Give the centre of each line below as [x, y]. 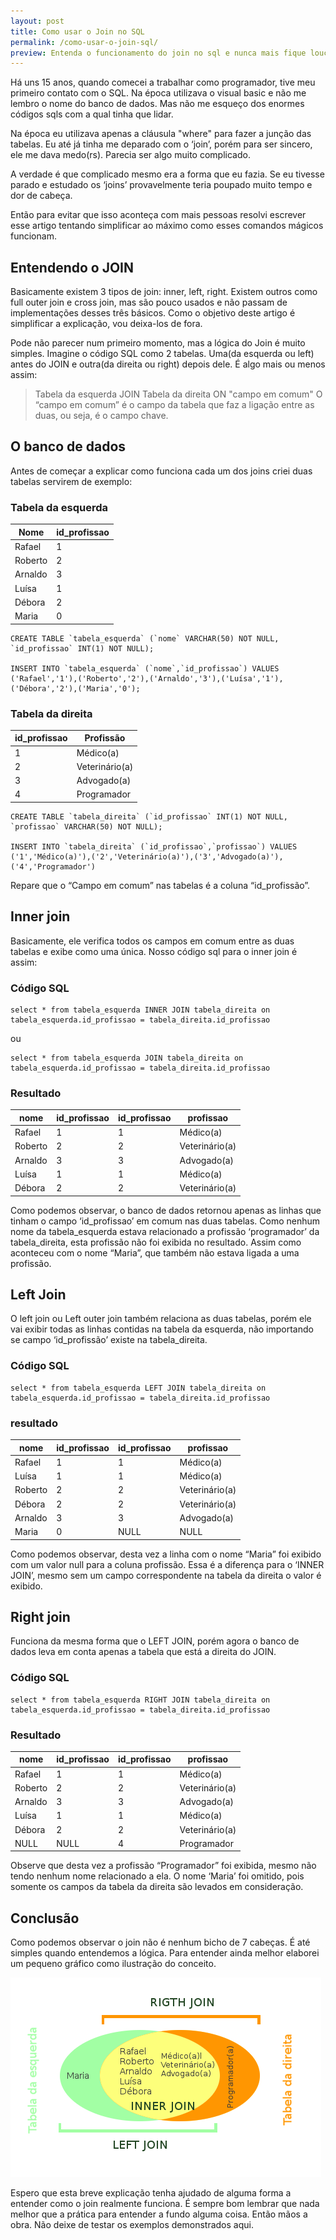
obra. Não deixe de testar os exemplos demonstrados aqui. [132, 2225]
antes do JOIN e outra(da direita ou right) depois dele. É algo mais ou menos [168, 364]
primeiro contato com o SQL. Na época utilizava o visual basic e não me [158, 93]
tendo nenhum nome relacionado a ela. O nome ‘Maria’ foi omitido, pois [157, 1876]
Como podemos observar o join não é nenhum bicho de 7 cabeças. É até [160, 1942]
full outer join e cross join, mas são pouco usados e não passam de [149, 302]
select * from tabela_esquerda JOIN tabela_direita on [127, 1058]
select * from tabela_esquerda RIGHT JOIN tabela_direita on [140, 1700]
